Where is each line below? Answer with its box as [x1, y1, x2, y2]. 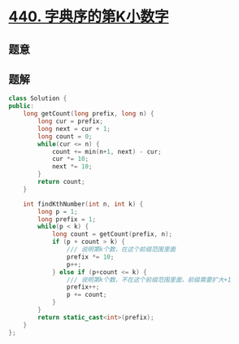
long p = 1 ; [37, 207, 79, 216]
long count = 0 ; [37, 132, 93, 141]
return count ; [37, 178, 85, 186]
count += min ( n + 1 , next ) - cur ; [51, 147, 162, 155]
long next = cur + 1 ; [37, 124, 111, 133]
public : [8, 102, 35, 111]
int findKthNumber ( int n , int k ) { [23, 200, 144, 208]
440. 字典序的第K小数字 [8, 7, 169, 26]
